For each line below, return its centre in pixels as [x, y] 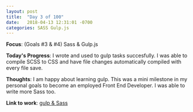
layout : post [22, 11]
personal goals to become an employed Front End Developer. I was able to [96, 86]
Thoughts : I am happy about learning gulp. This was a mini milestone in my [97, 79]
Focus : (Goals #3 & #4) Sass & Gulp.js [52, 44]
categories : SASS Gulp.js [37, 28]
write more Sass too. [31, 92]
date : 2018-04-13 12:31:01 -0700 [49, 22]
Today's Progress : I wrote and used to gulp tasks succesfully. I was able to [97, 55]
